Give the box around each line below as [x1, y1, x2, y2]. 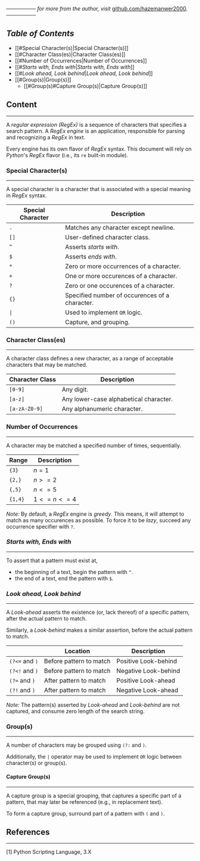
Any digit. [61, 385, 88, 394]
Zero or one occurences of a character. [65, 281, 175, 289]
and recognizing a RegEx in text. [6, 133, 86, 141]
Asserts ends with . [65, 252, 117, 261]
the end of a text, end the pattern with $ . [14, 575, 114, 582]
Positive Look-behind [116, 657, 177, 666]
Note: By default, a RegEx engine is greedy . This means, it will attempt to [6, 510, 185, 517]
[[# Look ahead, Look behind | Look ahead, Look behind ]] [14, 70, 153, 77]
